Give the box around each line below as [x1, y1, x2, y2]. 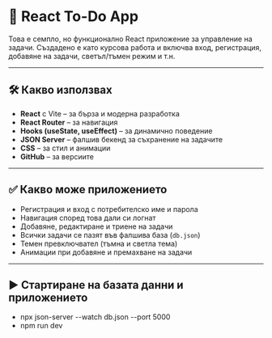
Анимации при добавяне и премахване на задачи [19, 247, 193, 257]
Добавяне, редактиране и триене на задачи [19, 222, 173, 231]
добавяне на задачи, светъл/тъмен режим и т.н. [8, 51, 176, 61]
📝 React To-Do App [8, 7, 139, 26]
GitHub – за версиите [19, 151, 95, 161]
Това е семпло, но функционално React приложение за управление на [8, 34, 253, 44]
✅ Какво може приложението [8, 183, 168, 196]
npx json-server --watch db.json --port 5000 [19, 312, 171, 322]
